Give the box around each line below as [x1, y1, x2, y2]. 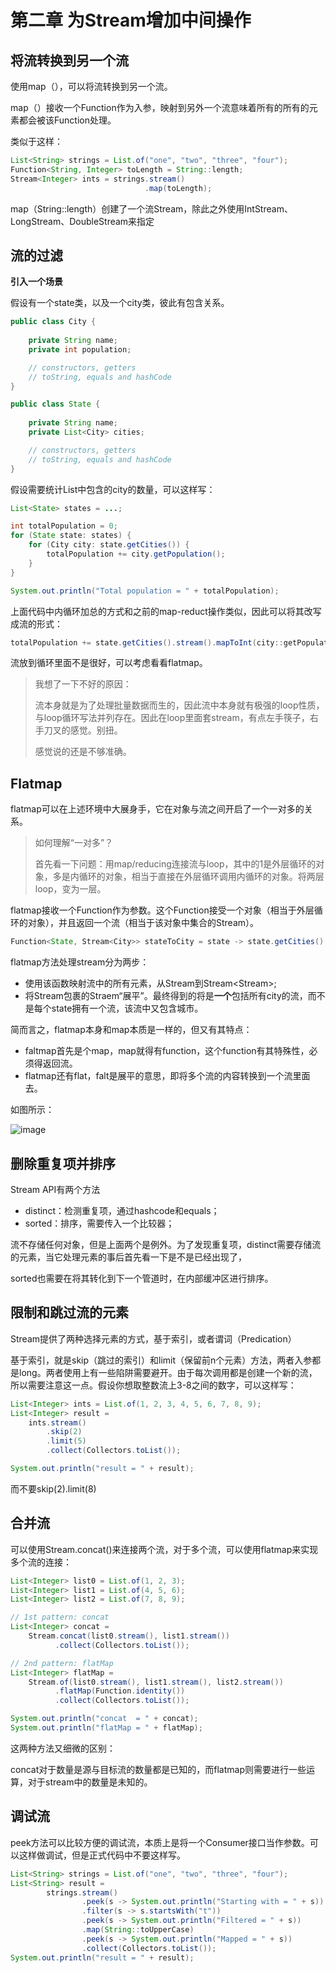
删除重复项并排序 [10, 1155, 116, 1172]
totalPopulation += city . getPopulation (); [46, 549, 226, 560]
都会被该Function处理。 [18, 114, 117, 126]
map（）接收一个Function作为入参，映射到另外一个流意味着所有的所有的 [10, 102, 310, 113]
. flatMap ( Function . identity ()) [54, 1686, 186, 1696]
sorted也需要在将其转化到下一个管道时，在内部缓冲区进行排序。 [10, 1272, 274, 1284]
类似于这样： [10, 136, 63, 147]
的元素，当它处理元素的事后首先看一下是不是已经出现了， [10, 1251, 247, 1263]
